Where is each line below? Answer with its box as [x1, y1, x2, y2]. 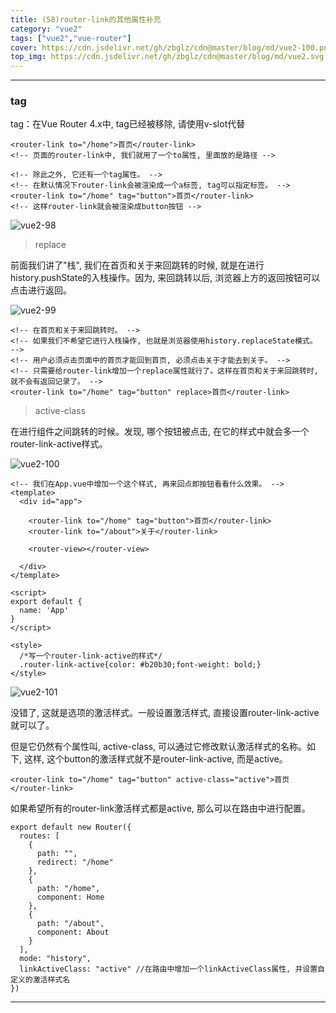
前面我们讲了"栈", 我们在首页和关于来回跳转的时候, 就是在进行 [10, 259, 265, 271]
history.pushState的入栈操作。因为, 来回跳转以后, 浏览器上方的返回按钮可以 [10, 272, 321, 284]
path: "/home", [36, 884, 101, 894]
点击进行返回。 [10, 284, 72, 296]
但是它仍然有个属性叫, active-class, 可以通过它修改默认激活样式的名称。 [10, 741, 307, 753]
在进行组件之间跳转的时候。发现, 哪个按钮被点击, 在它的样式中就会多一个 [10, 426, 310, 438]
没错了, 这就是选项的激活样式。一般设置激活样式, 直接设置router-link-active [10, 707, 320, 719]
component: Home [36, 892, 105, 903]
